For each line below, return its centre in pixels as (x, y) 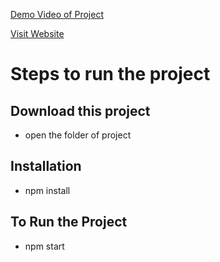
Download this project (80, 110)
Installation (46, 166)
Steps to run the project (110, 74)
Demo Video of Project (57, 14)
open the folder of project (78, 135)
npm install (47, 190)
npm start (44, 246)
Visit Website (37, 33)
